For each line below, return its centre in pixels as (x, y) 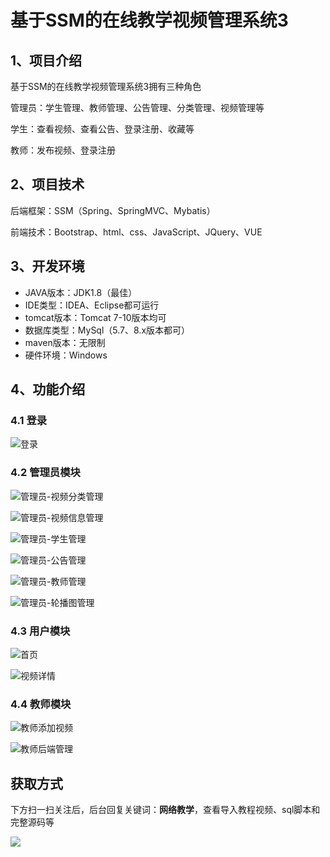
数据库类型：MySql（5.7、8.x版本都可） (107, 330)
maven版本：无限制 (65, 342)
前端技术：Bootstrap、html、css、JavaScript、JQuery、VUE (136, 232)
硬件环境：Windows (66, 355)
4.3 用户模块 (40, 631)
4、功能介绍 (48, 389)
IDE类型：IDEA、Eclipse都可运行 (92, 305)
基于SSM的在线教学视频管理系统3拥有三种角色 (106, 86)
